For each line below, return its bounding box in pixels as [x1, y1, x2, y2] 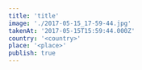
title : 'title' [8, 11, 60, 20]
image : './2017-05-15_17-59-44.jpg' [8, 19, 132, 27]
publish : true [8, 49, 56, 57]
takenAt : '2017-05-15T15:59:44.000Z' [8, 27, 136, 35]
